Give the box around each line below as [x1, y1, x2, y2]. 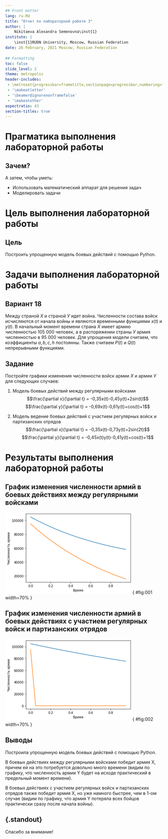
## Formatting [5, 56, 35, 61]
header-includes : [5, 77, 41, 82]
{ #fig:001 [132, 589, 152, 595]
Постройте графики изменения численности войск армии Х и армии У [5, 373, 156, 379]
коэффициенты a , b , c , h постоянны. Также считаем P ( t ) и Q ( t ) [5, 339, 136, 346]
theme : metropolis [5, 72, 43, 77]
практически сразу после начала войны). [5, 801, 94, 807]
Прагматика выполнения [5, 131, 116, 143]
